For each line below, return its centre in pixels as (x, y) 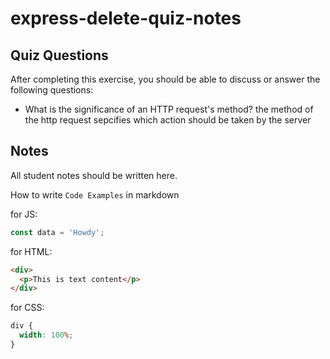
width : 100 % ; (46, 335)
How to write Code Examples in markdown (95, 194)
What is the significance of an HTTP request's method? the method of (169, 109)
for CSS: (27, 308)
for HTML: (31, 251)
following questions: (52, 90)
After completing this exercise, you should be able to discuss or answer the (165, 79)
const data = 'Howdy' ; (57, 232)
